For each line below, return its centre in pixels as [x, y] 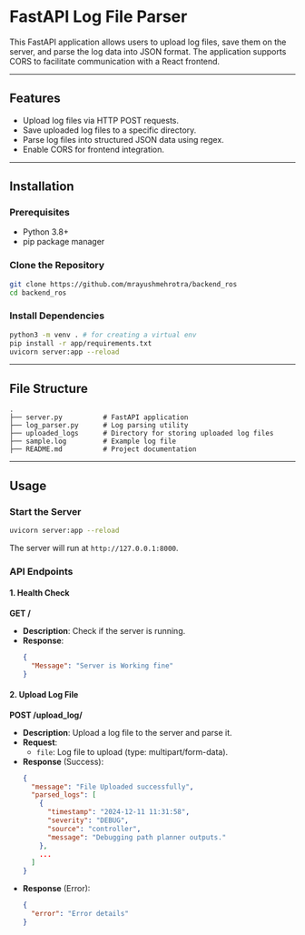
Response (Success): [63, 761]
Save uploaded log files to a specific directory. [109, 130]
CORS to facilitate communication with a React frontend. [115, 61]
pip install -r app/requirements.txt [81, 343]
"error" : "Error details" [80, 914]
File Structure [49, 388]
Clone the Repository [57, 266]
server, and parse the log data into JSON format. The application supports [148, 51]
